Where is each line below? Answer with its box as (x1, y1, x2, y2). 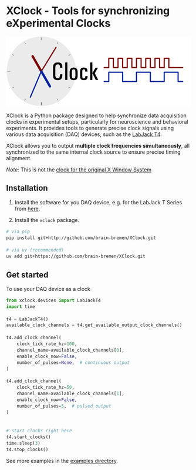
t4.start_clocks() (6, 434, 51, 440)
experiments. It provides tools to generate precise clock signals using (6, 124, 174, 131)
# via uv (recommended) (6, 247, 65, 253)
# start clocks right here (6, 428, 72, 434)
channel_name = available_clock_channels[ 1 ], (16, 390, 125, 397)
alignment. (6, 154, 32, 161)
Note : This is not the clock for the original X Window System (6, 166, 151, 173)
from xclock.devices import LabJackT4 (6, 297, 101, 303)
